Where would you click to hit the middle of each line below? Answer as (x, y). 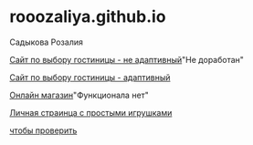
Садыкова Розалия (47, 42)
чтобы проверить (43, 130)
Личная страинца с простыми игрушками (91, 112)
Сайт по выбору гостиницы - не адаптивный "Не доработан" (127, 59)
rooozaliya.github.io (88, 17)
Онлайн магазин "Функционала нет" (79, 95)
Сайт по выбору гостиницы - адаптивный (90, 77)
